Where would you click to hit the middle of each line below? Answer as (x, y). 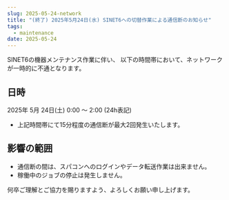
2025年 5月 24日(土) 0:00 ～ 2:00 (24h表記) (70, 110)
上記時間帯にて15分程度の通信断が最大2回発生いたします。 (100, 124)
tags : (15, 26)
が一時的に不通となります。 (46, 68)
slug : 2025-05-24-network (44, 13)
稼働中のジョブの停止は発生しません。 (71, 175)
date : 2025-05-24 (32, 39)
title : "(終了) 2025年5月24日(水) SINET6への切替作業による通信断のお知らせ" (109, 20)
